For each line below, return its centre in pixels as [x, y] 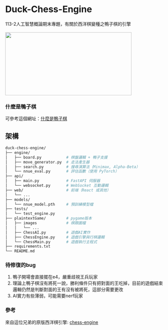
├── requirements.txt [28, 246]
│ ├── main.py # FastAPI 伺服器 [53, 181]
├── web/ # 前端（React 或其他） [58, 190]
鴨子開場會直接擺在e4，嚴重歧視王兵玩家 [55, 277]
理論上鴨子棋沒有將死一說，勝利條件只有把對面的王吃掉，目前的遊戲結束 [88, 283]
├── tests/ [17, 209]
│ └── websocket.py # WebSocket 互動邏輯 [57, 186]
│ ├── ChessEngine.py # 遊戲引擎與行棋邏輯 [55, 237]
